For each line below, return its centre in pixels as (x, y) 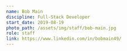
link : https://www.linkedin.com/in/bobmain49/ (64, 39)
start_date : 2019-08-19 (35, 22)
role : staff (20, 33)
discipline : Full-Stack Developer (48, 17)
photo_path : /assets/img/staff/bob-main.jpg (61, 28)
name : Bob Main (25, 11)
